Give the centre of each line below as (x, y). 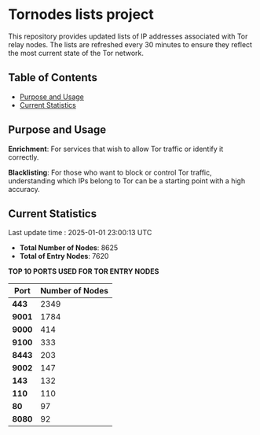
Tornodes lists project (81, 15)
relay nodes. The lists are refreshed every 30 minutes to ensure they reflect (130, 44)
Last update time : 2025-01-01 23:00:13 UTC (80, 233)
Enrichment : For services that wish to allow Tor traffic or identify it (116, 149)
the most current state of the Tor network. (76, 53)
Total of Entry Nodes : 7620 (64, 256)
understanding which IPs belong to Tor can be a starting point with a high (127, 181)
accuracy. (24, 189)
